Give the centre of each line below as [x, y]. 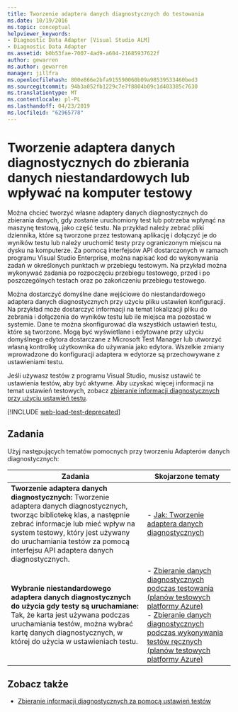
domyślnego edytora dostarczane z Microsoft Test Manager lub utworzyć [114, 339]
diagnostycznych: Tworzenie [60, 497]
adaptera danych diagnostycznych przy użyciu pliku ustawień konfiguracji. [116, 301]
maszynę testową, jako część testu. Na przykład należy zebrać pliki [106, 227]
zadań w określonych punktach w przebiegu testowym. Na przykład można [117, 265]
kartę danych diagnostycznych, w [67, 633]
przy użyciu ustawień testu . [47, 398]
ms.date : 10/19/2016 [38, 21]
